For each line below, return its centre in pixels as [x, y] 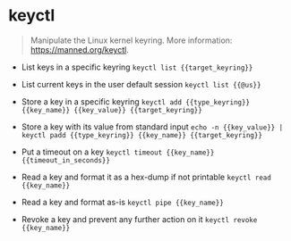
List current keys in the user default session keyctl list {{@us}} [141, 84]
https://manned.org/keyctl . [79, 49]
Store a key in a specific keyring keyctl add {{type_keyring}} [136, 101]
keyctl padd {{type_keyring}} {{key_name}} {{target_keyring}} [142, 135]
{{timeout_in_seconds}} [66, 160]
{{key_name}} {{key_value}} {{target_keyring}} [111, 110]
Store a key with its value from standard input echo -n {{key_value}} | [152, 127]
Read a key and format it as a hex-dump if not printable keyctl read [146, 177]
